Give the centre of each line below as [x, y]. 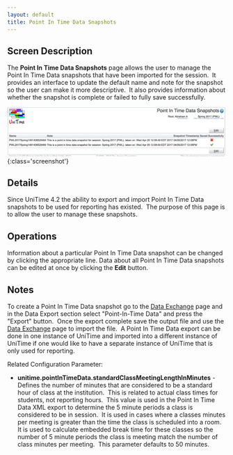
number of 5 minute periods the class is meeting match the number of [117, 437]
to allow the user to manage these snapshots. [72, 214]
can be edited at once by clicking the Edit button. [78, 268]
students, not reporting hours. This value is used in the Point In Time [116, 399]
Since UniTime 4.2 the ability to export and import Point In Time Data [106, 200]
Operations [32, 236]
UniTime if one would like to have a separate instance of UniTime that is [110, 343]
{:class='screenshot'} [38, 161]
